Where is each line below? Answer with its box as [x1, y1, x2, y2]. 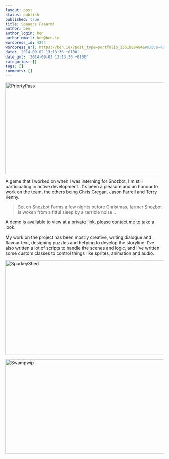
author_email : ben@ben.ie [5, 36, 59, 41]
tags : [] [5, 64, 24, 69]
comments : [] [5, 69, 33, 74]
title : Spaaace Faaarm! [5, 21, 55, 27]
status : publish [5, 12, 39, 17]
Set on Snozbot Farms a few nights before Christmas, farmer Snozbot [17, 204, 162, 210]
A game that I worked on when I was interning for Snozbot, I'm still [5, 178, 143, 184]
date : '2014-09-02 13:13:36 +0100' [5, 49, 80, 54]
